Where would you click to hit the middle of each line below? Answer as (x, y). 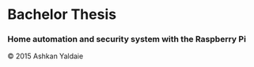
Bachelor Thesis (62, 15)
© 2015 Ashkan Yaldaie (45, 56)
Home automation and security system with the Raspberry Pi (127, 39)
